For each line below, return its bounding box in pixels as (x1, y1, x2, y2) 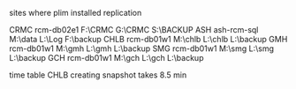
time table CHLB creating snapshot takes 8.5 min (9, 70, 187, 80)
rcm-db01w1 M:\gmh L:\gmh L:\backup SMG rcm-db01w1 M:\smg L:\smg (9, 43, 275, 54)
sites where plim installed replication (9, 8, 142, 18)
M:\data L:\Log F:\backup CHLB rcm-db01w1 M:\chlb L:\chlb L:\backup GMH (9, 34, 288, 44)
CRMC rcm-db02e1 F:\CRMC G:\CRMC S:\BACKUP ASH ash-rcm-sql (9, 25, 259, 34)
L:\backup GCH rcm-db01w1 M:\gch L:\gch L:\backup (9, 53, 204, 63)
